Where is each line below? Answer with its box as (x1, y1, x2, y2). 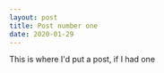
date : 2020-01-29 (9, 29, 74, 38)
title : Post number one (9, 21, 99, 30)
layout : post (9, 12, 58, 22)
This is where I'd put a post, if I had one (9, 54, 155, 65)
